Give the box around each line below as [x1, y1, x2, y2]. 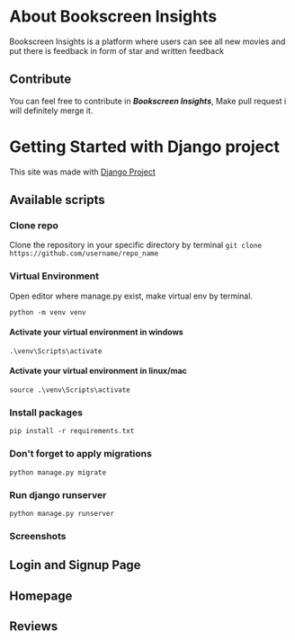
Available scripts [9, 192, 105, 208]
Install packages [9, 406, 84, 419]
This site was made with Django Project [9, 166, 156, 177]
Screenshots [9, 529, 67, 542]
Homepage [9, 588, 73, 603]
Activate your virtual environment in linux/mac [9, 366, 187, 377]
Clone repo [9, 219, 58, 231]
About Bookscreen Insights [9, 6, 218, 27]
